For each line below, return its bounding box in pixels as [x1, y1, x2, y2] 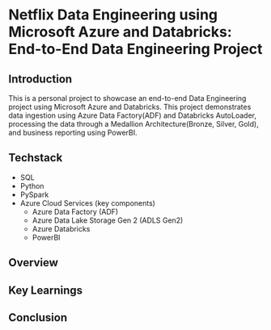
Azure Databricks [32, 223, 91, 233]
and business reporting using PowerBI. [8, 127, 138, 137]
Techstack [8, 151, 63, 165]
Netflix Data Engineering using [8, 6, 218, 24]
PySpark [19, 190, 49, 199]
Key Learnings [8, 283, 83, 297]
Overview [8, 256, 59, 269]
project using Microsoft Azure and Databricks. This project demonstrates [8, 102, 252, 111]
